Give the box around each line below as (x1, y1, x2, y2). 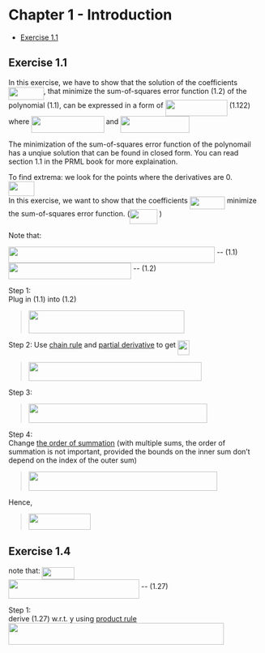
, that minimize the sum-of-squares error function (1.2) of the (43, 86, 247, 96)
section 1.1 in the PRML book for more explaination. (8, 156, 178, 166)
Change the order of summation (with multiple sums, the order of (8, 438, 225, 448)
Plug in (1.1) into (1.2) (8, 294, 77, 305)
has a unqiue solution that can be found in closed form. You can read (8, 147, 239, 157)
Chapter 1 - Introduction (8, 6, 173, 24)
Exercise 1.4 (8, 544, 71, 558)
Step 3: (8, 387, 32, 398)
